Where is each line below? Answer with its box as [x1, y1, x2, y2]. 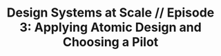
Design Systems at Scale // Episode [6, 5, 215, 21]
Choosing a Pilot [62, 35, 159, 50]
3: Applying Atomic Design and [19, 19, 202, 35]
